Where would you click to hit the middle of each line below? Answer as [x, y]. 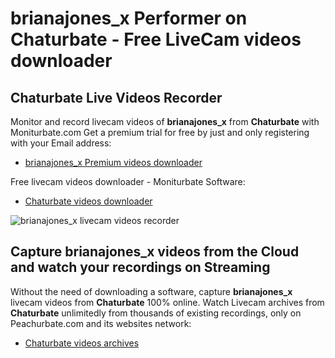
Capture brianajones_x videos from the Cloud [155, 252]
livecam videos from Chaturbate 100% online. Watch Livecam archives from [167, 302]
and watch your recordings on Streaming [140, 267]
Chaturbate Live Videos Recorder [116, 97]
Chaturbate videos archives [82, 343]
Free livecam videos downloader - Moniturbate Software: [128, 181]
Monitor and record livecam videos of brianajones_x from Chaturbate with [165, 121]
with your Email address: [61, 143]
